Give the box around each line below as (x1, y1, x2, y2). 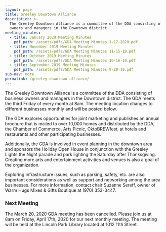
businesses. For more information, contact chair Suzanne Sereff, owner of (5, 182, 156, 188)
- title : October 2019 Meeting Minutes (9, 53, 92, 58)
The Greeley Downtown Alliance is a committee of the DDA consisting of (5, 90, 152, 96)
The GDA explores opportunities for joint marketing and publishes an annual (5, 115, 160, 121)
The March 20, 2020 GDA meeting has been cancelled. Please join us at (5, 211, 152, 217)
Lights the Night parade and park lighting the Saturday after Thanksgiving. (5, 151, 157, 157)
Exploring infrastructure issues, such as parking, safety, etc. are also (5, 172, 145, 177)
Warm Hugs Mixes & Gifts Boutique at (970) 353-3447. (5, 187, 116, 193)
